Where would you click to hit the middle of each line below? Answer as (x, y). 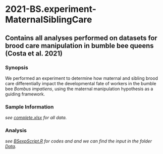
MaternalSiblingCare (49, 20)
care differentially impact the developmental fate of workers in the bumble (81, 83)
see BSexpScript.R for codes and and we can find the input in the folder (79, 141)
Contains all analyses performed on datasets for (81, 38)
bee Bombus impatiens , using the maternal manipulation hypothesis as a (79, 89)
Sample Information (29, 106)
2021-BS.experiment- (51, 9)
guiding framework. (25, 94)
